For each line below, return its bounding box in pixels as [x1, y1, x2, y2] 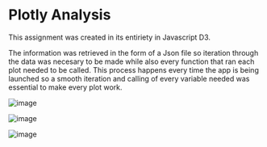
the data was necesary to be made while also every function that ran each [8, 57, 255, 66]
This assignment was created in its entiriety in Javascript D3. [8, 32, 211, 42]
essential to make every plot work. [8, 82, 123, 92]
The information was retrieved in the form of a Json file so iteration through [8, 48, 259, 57]
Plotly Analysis [8, 6, 111, 24]
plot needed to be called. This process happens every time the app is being [8, 65, 260, 74]
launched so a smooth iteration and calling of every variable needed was [8, 73, 250, 83]
